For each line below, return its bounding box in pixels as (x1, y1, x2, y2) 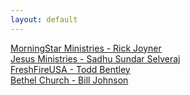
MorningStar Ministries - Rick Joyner (10, 42, 162, 54)
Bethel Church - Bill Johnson (10, 74, 129, 86)
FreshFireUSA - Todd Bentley (10, 63, 131, 75)
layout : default (10, 14, 78, 25)
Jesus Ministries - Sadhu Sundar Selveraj (10, 52, 181, 65)
